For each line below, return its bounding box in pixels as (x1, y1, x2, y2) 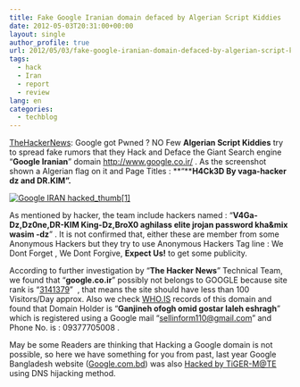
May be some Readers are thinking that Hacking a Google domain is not (9, 340, 273, 350)
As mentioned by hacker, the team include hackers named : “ (9, 210, 234, 221)
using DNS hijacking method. (9, 368, 116, 379)
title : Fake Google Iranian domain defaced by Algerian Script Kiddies (9, 13, 281, 22)
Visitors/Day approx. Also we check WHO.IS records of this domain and (9, 294, 272, 305)
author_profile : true (9, 38, 90, 47)
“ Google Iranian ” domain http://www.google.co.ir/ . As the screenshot (9, 156, 267, 167)
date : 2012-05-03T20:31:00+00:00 (9, 21, 134, 30)
